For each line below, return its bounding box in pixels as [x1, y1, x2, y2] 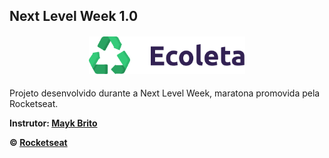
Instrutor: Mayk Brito [9, 117, 98, 129]
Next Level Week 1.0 [9, 8, 139, 25]
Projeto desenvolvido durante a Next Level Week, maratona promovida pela [9, 87, 321, 99]
